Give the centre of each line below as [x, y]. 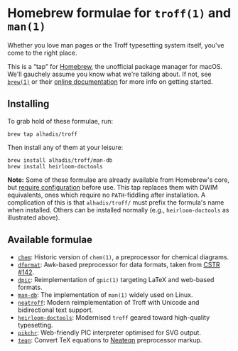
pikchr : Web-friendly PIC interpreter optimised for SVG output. [109, 333]
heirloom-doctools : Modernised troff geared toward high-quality [114, 317]
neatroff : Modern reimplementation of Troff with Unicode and [108, 302]
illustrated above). [34, 217]
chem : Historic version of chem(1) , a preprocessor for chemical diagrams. [123, 256]
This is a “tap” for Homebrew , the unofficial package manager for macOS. [115, 66]
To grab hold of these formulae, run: [60, 121]
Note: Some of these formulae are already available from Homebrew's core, [118, 180]
